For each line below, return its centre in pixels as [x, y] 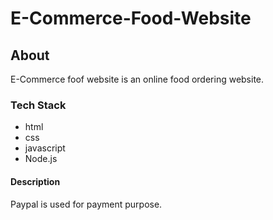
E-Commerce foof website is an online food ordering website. [137, 79]
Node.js [41, 159]
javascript [45, 148]
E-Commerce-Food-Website [131, 18]
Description [35, 181]
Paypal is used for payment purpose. [86, 204]
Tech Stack [38, 105]
